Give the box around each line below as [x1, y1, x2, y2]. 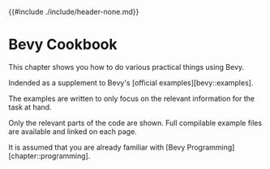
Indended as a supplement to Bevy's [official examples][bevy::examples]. [8, 77, 254, 88]
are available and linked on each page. [8, 126, 138, 136]
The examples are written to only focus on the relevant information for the [8, 93, 255, 103]
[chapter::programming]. [8, 150, 91, 161]
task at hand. [8, 102, 52, 112]
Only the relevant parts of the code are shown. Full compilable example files [8, 118, 262, 128]
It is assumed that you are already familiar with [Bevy [8, 142, 186, 152]
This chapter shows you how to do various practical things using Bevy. [8, 62, 245, 71]
